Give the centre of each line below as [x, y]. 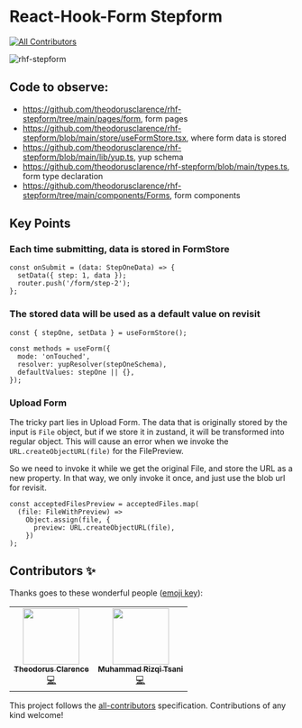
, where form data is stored [236, 138]
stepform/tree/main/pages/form [82, 118]
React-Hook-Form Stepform [116, 17]
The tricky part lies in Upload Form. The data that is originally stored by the [149, 423]
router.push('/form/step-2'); [74, 284]
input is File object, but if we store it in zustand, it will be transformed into [147, 432]
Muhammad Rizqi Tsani [141, 669]
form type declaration [63, 176]
